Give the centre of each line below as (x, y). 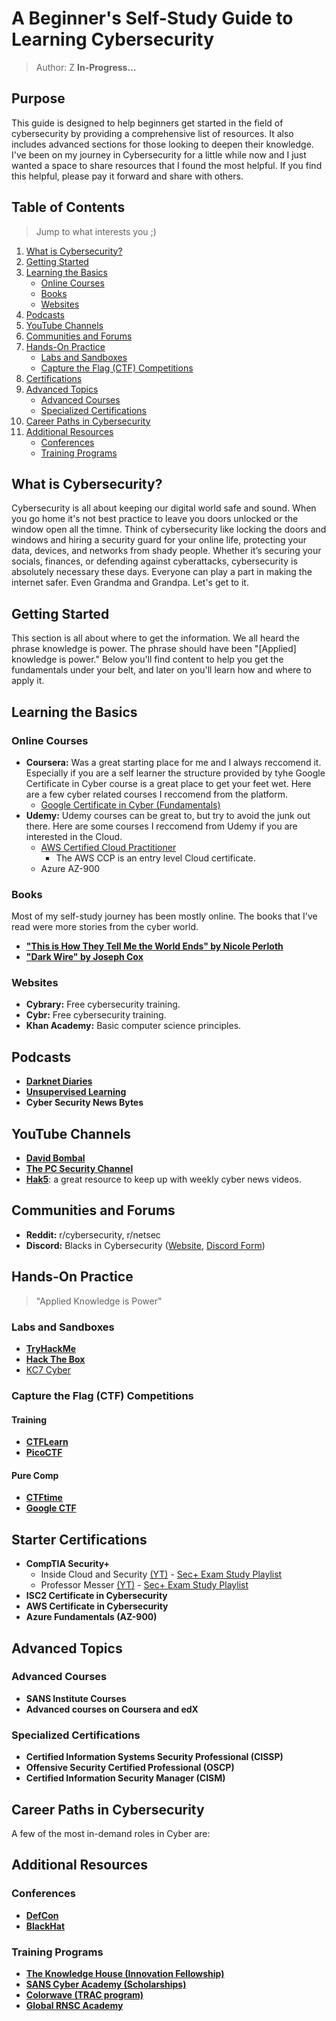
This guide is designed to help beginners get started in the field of (147, 123)
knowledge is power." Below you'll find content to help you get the (147, 659)
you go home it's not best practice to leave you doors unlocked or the (155, 519)
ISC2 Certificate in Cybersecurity (96, 1596)
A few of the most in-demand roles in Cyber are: (111, 1833)
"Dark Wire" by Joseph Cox (84, 957)
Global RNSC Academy (74, 2005)
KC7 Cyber (48, 1370)
